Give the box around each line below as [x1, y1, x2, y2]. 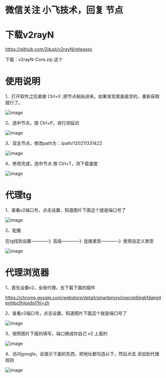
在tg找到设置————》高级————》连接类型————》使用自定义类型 [5, 238, 154, 244]
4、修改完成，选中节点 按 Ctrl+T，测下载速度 [5, 160, 98, 166]
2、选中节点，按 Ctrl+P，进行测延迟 [5, 120, 79, 126]
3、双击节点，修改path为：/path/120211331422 [5, 140, 102, 146]
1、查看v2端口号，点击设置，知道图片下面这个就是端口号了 [5, 207, 126, 213]
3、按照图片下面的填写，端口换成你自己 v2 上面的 [5, 330, 107, 336]
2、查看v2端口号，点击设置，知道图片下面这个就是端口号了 [5, 310, 127, 316]
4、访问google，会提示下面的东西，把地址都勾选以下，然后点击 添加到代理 [5, 350, 159, 356]
